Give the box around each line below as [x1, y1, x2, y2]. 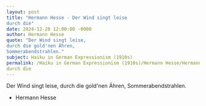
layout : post [6, 9, 40, 15]
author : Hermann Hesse [6, 32, 64, 38]
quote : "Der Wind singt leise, [6, 37, 86, 43]
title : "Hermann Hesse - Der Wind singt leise [6, 15, 128, 21]
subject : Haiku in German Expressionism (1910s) [6, 54, 133, 60]
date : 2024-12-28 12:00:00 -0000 [6, 26, 92, 32]
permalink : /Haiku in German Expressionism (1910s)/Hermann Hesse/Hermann [6, 60, 202, 66]
